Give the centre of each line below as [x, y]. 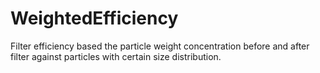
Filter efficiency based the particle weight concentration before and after [160, 46]
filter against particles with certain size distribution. [116, 56]
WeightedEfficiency [94, 18]
